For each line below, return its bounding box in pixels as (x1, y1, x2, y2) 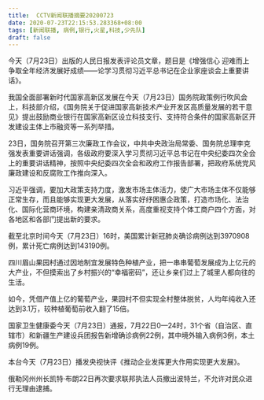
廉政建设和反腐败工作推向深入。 (8, 169, 112, 178)
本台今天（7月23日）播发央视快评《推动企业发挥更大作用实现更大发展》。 (8, 357, 245, 367)
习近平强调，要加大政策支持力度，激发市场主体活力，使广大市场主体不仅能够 (8, 185, 256, 194)
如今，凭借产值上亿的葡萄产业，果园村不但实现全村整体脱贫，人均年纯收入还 (8, 294, 256, 304)
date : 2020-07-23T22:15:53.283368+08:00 (8, 19, 143, 27)
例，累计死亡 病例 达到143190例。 (8, 241, 114, 250)
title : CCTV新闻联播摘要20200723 (8, 11, 114, 20)
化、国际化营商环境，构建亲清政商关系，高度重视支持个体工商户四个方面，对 (8, 205, 256, 214)
